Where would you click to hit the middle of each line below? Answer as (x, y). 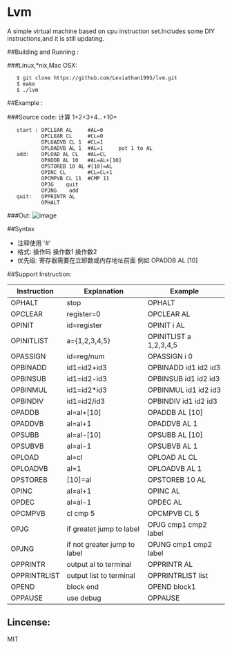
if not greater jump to (101, 544)
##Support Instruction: (39, 274)
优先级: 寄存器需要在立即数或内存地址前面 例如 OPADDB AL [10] (107, 260)
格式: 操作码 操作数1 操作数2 (57, 251)
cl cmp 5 (81, 513)
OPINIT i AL (166, 325)
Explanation (104, 291)
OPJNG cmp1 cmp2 (180, 544)
